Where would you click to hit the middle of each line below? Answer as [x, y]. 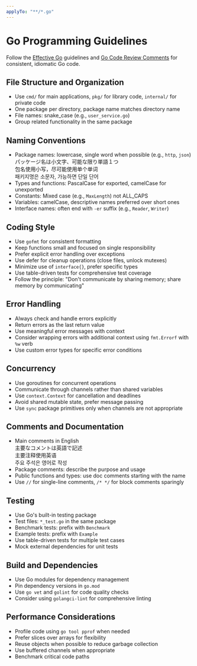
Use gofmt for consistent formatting [58, 241]
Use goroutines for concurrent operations [65, 383]
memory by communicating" [49, 286]
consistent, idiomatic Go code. [43, 63]
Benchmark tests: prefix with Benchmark [62, 528]
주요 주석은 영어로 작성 [41, 463]
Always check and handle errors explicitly [66, 318]
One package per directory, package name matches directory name [97, 109]
